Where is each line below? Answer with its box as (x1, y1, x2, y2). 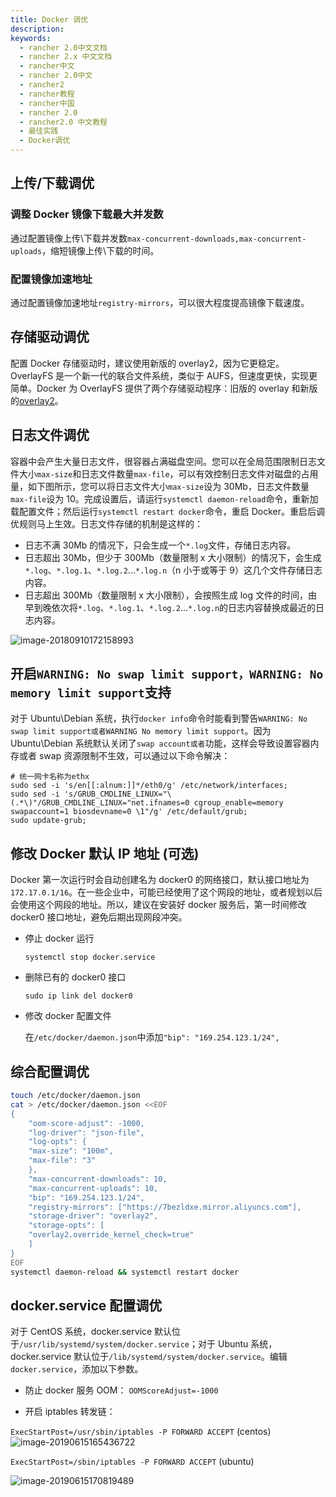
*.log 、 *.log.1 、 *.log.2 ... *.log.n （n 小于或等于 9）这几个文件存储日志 (24, 564, 323, 576)
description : (10, 24, 65, 34)
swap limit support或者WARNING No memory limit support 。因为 (10, 725, 272, 737)
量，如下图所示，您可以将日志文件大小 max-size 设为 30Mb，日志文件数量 (10, 480, 310, 492)
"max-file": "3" (28, 1156, 97, 1166)
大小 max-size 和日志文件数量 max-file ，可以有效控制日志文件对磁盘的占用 (18, 467, 319, 480)
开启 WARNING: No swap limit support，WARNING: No (10, 666, 324, 682)
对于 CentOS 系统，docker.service (10, 1326, 153, 1338)
